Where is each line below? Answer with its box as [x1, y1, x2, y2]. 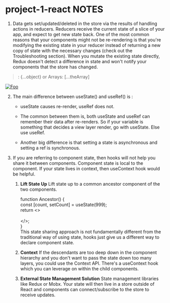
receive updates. [20, 292, 56, 298]
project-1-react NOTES [5, 4, 103, 15]
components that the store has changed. [12, 64, 98, 70]
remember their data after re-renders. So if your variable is [20, 118, 144, 124]
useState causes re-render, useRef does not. [20, 103, 115, 109]
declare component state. [20, 239, 75, 245]
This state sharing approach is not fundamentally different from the [20, 229, 161, 235]
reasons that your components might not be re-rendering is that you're [12, 37, 161, 43]
